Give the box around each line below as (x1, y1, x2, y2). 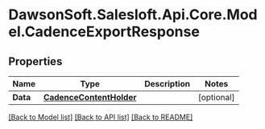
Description (144, 79, 191, 89)
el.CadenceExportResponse (8, 22, 200, 41)
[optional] (197, 92, 235, 103)
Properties (8, 54, 63, 68)
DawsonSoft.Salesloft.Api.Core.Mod (8, 6, 258, 24)
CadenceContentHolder (43, 92, 137, 103)
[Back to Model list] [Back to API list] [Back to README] (8, 112, 193, 122)
